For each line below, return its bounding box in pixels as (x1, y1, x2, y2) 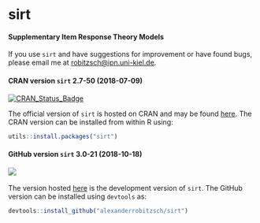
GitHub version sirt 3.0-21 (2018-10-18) (8, 150, 143, 159)
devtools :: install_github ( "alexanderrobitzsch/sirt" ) (8, 206, 189, 214)
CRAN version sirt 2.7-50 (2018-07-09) (8, 76, 143, 85)
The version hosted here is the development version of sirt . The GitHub (8, 183, 243, 192)
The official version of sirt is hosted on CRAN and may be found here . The (8, 109, 252, 118)
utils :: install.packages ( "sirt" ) (8, 132, 118, 140)
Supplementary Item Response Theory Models (8, 32, 164, 41)
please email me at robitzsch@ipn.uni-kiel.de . (8, 58, 157, 68)
